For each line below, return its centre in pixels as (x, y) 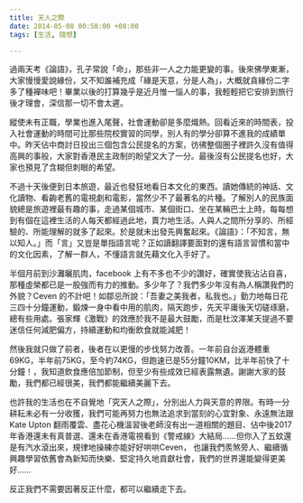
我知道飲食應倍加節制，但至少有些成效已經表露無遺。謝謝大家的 (159, 372)
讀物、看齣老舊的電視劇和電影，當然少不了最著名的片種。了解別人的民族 (151, 198)
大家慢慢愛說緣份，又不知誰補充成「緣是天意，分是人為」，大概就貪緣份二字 (150, 80)
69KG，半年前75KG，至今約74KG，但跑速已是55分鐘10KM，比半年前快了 (146, 360)
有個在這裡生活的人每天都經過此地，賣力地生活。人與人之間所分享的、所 (151, 220)
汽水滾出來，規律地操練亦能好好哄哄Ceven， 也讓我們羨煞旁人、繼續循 (156, 447)
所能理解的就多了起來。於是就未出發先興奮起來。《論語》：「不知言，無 (161, 232)
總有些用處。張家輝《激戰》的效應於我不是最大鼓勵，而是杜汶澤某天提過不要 (151, 319)
